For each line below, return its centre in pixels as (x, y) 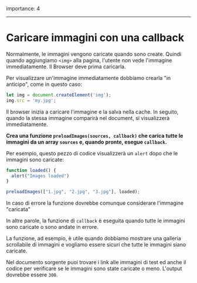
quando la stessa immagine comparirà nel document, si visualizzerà (88, 118)
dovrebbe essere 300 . (32, 275)
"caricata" (18, 209)
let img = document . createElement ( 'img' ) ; (59, 95)
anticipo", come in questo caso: (44, 84)
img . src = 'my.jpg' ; (31, 100)
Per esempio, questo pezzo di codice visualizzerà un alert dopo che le (92, 153)
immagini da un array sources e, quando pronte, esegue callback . (86, 142)
